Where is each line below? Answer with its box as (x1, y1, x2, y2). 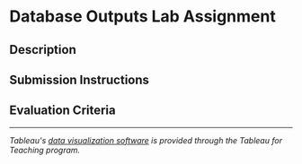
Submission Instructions (9, 72, 150, 87)
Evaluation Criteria (9, 103, 116, 118)
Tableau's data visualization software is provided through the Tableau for (9, 134, 283, 145)
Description (9, 42, 76, 57)
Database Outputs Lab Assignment (9, 6, 276, 27)
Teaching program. (9, 144, 81, 155)
